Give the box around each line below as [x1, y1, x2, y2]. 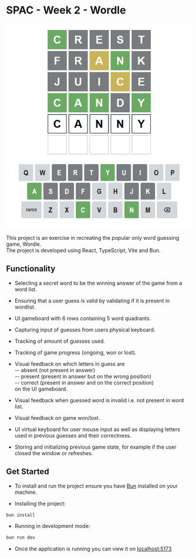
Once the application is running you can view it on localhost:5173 [14, 545, 172, 553]
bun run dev [6, 534, 35, 541]
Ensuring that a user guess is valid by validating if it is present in [14, 297, 170, 304]
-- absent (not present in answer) [14, 366, 96, 373]
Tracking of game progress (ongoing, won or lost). [14, 349, 137, 356]
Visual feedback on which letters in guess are [14, 360, 125, 367]
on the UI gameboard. [14, 385, 67, 392]
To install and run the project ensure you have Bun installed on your [14, 482, 178, 489]
